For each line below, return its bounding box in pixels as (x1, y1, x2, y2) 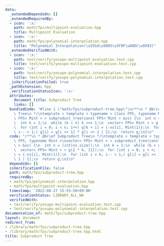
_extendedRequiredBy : (9, 16, 54, 21)
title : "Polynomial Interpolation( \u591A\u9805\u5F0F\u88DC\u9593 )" (14, 43, 156, 48)
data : (5, 7, 16, 12)
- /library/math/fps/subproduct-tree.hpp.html (5, 229, 102, 234)
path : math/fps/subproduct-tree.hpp (9, 170, 84, 175)
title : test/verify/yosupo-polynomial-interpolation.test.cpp (14, 75, 143, 80)
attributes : (9, 93, 34, 98)
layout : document (5, 215, 41, 221)
